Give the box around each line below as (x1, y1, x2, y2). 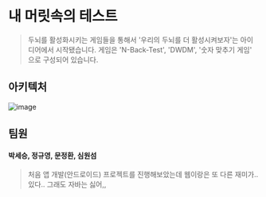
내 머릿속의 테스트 (8, 7, 118, 25)
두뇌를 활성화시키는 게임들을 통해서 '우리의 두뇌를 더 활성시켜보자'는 (27, 35, 239, 44)
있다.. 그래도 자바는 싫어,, (27, 180, 107, 189)
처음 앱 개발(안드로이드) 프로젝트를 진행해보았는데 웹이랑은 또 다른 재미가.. (27, 170, 259, 180)
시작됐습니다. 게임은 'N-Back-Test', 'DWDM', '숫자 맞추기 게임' (55, 44, 252, 54)
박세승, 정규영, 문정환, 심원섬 (8, 150, 97, 160)
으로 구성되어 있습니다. (27, 55, 99, 64)
